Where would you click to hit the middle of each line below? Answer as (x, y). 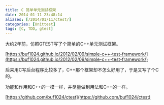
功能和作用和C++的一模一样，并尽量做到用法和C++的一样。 (68, 87)
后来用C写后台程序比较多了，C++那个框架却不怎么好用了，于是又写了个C (82, 70)
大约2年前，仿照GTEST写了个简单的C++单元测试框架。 (63, 44)
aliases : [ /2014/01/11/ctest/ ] (38, 19)
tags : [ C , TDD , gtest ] (29, 29)
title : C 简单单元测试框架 (31, 10)
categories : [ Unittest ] (30, 24)
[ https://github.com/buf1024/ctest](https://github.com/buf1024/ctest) (78, 97)
